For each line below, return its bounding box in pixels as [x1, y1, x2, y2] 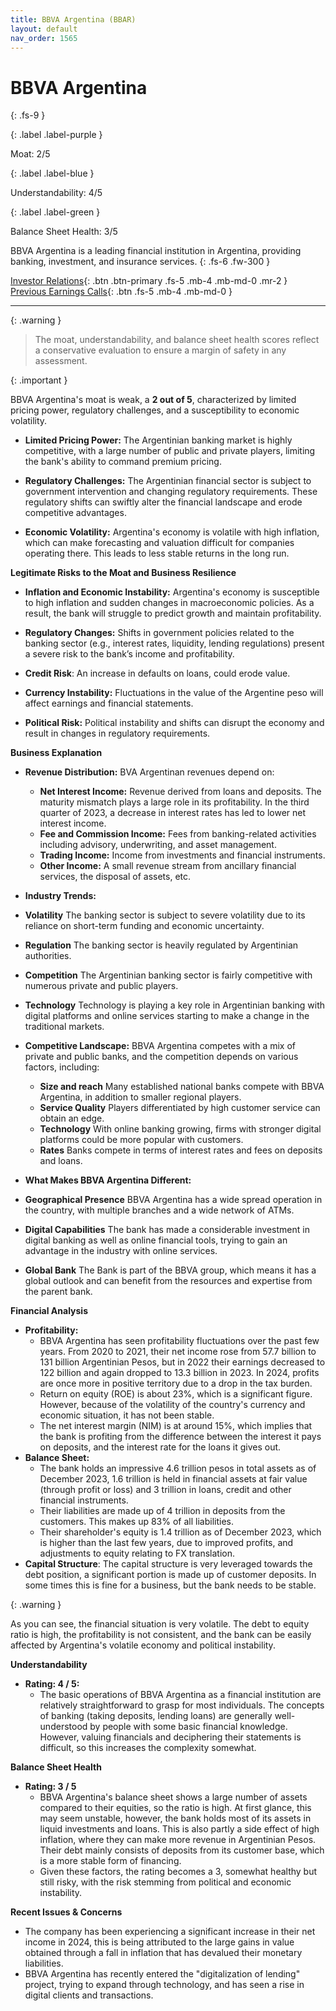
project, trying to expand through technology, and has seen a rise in [24, 1979, 305, 1991]
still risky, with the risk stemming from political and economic [39, 1876, 292, 1888]
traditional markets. [24, 1021, 105, 1033]
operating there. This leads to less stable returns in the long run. [24, 547, 290, 560]
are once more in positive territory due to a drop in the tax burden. [39, 1377, 313, 1390]
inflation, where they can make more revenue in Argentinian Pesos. [39, 1834, 317, 1846]
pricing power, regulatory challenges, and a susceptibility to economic [10, 404, 300, 416]
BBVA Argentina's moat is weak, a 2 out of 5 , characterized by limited [10, 394, 297, 406]
